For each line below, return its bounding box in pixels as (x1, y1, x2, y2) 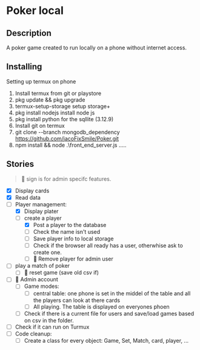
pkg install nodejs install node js (15, 109, 95, 116)
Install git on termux (15, 122, 65, 129)
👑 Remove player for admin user (33, 255, 113, 262)
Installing (6, 61, 42, 72)
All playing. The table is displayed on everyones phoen (33, 303, 170, 310)
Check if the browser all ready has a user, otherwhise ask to (33, 242, 183, 250)
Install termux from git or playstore (15, 89, 102, 97)
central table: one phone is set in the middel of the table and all (33, 290, 191, 297)
